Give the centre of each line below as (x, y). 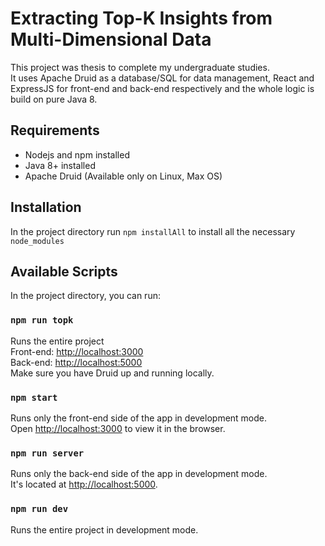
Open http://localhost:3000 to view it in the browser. (118, 428)
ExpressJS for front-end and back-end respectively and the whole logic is (162, 88)
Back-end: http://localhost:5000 (76, 362)
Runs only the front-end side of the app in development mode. (139, 418)
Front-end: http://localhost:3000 (77, 351)
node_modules (37, 241)
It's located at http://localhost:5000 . (84, 484)
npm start (34, 397)
